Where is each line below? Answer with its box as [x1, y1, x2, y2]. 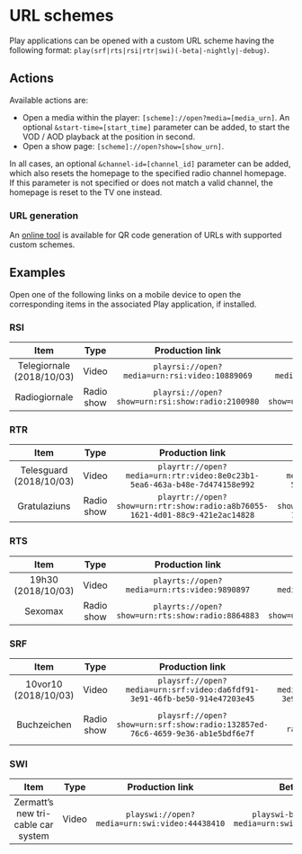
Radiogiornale [14, 391, 74, 404]
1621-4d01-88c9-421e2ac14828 [129, 510, 255, 520]
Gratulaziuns [17, 500, 71, 512]
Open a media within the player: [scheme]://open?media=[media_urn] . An [22, 111, 290, 122]
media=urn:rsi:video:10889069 [122, 370, 253, 381]
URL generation [9, 209, 79, 221]
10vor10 [25, 678, 63, 690]
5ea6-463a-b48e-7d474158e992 [129, 480, 255, 490]
